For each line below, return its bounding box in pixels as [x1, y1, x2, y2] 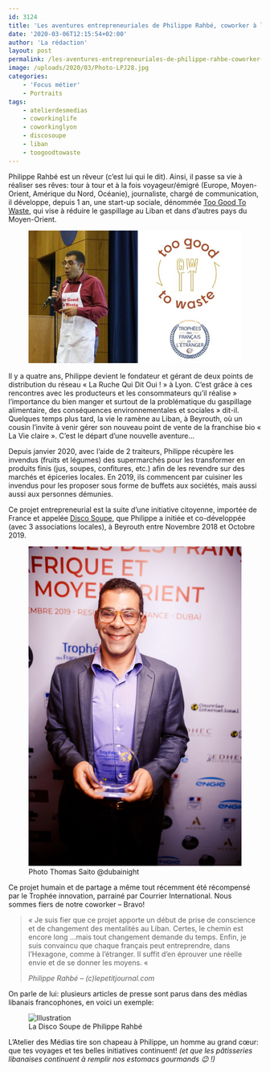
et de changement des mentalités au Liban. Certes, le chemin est [27, 924, 243, 934]
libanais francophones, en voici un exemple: [8, 997, 154, 1008]
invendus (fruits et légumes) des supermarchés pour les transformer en [8, 455, 245, 465]
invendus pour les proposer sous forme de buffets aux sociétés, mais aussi [8, 481, 257, 490]
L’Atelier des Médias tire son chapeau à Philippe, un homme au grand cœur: [8, 1037, 259, 1047]
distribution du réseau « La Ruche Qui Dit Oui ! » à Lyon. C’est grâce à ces [8, 380, 253, 390]
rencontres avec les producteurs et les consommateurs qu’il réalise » [8, 388, 237, 398]
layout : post [8, 47, 52, 55]
